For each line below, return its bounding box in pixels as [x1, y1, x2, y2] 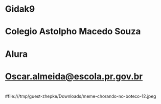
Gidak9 [5, 3, 35, 15]
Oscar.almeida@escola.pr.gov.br [5, 71, 143, 82]
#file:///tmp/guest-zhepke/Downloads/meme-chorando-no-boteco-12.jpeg [5, 93, 157, 99]
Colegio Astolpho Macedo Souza [5, 26, 141, 37]
